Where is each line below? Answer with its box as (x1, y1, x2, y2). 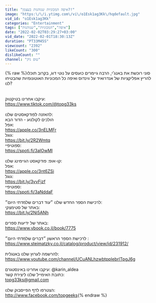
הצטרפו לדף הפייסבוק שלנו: (5, 287, 55, 293)
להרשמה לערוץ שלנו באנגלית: (5, 251, 59, 257)
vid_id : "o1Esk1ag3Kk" (5, 16, 51, 21)
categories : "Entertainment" (5, 20, 64, 26)
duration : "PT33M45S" (5, 39, 49, 44)
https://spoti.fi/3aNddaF (5, 189, 53, 195)
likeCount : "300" (5, 48, 40, 53)
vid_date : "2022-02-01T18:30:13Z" (5, 35, 75, 39)
